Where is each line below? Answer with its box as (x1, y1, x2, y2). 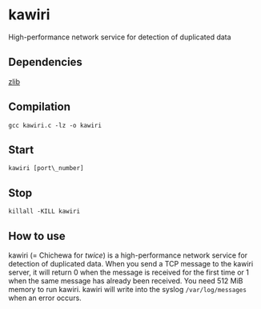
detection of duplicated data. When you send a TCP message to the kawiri (8, 259, 254, 268)
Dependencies (8, 55, 82, 69)
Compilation (8, 100, 70, 114)
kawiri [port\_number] (8, 165, 84, 173)
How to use (8, 229, 66, 242)
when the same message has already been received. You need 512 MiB (8, 276, 243, 286)
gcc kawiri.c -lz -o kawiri (8, 121, 102, 129)
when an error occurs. (8, 293, 82, 303)
